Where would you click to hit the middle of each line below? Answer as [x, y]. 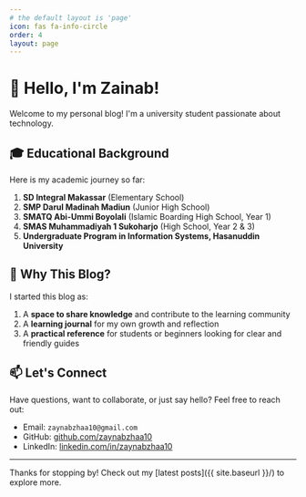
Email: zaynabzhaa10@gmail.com [80, 427]
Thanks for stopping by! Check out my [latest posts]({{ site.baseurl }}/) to [147, 472]
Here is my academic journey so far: [77, 180]
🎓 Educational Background [89, 153]
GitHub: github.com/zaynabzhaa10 [87, 436]
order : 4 [26, 35]
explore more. [36, 482]
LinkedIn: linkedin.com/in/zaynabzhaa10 [97, 446]
